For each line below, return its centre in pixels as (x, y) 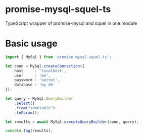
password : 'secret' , (37, 80)
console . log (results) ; (29, 131)
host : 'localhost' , (40, 71)
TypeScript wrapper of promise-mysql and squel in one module (71, 23)
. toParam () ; (27, 113)
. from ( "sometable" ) (35, 108)
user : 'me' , (33, 76)
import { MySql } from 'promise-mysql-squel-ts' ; (59, 57)
